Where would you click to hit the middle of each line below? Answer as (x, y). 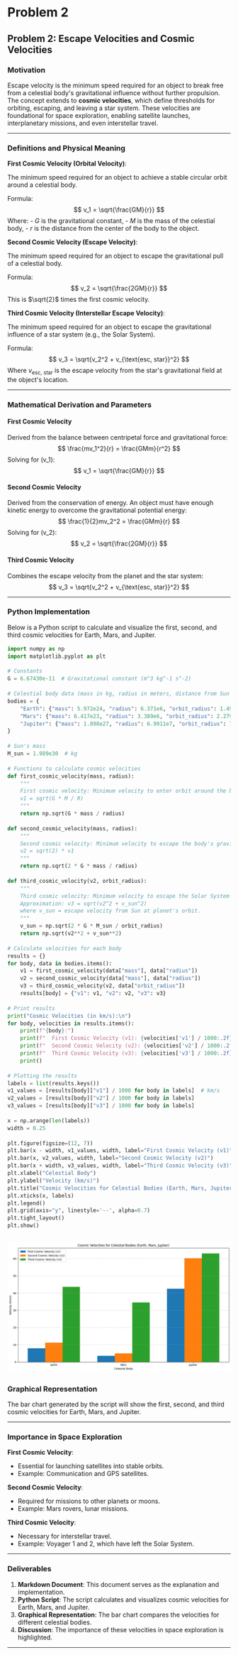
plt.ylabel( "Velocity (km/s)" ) (53, 1181)
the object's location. (38, 379)
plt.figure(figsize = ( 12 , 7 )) (50, 1143)
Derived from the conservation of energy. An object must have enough (110, 503)
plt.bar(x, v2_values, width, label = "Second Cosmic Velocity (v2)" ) (110, 1158)
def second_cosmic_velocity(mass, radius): (73, 828)
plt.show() (23, 1226)
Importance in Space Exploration (65, 1437)
